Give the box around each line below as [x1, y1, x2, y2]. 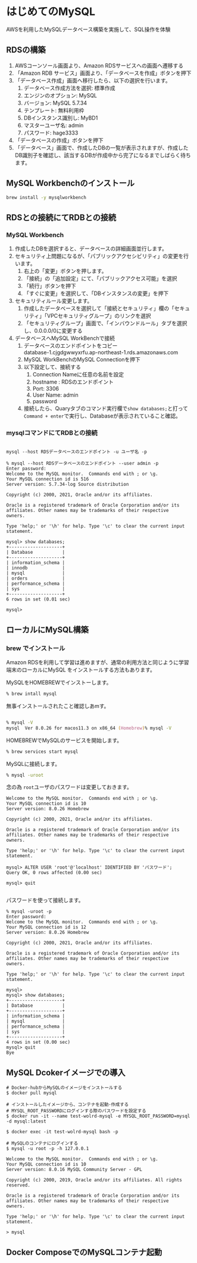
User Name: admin [32, 391, 79, 398]
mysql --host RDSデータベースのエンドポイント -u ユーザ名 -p [6, 449, 147, 455]
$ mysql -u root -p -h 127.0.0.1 [6, 1146, 89, 1152]
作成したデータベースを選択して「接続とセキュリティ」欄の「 [23, 305, 174, 312]
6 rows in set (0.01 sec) [6, 596, 70, 603]
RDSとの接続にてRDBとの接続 [6, 212, 117, 222]
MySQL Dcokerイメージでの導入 [6, 1067, 126, 1078]
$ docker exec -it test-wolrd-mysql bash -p [6, 1129, 118, 1135]
